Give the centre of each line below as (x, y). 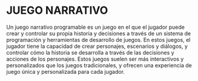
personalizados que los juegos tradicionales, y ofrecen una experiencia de (99, 65)
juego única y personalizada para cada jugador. (66, 71)
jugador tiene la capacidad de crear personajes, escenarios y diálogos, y (97, 46)
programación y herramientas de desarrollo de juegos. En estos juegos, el (98, 40)
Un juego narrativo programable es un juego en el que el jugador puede (96, 27)
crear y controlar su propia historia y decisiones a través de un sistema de (99, 33)
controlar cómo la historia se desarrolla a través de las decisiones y (90, 52)
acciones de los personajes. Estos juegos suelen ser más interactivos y (95, 59)
